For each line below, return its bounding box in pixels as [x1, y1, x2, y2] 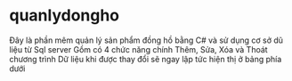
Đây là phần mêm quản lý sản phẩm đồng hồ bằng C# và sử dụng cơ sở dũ [9, 35, 283, 45]
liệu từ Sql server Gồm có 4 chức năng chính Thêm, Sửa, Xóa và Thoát [9, 44, 269, 54]
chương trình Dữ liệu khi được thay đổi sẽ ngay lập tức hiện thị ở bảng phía [9, 53, 282, 64]
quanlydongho [9, 5, 120, 26]
